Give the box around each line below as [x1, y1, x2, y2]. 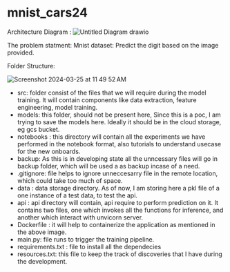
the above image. [17, 228, 67, 236]
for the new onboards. [17, 147, 81, 155]
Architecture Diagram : [7, 28, 72, 36]
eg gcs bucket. [17, 125, 60, 133]
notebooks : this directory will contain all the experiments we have [17, 133, 206, 141]
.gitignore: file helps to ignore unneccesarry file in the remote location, [17, 169, 218, 177]
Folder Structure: [7, 61, 55, 70]
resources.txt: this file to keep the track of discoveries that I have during [17, 250, 222, 258]
